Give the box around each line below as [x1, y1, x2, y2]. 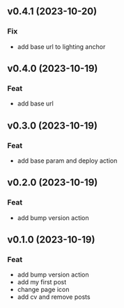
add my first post [17, 278, 67, 286]
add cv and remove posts [17, 293, 91, 301]
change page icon [17, 286, 70, 294]
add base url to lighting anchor [17, 42, 106, 51]
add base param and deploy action [17, 156, 118, 165]
